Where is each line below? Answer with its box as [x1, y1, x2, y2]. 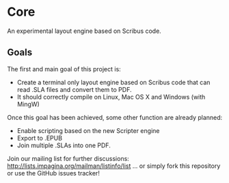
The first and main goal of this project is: [7, 64, 121, 73]
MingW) [16, 100, 40, 108]
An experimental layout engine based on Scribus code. [7, 27, 162, 35]
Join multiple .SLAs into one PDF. [16, 141, 111, 149]
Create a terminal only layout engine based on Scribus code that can [16, 78, 211, 86]
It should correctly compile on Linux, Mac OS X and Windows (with [16, 93, 206, 101]
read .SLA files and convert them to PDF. [16, 85, 132, 93]
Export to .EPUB [16, 134, 63, 142]
